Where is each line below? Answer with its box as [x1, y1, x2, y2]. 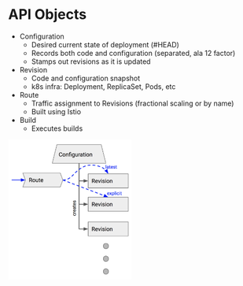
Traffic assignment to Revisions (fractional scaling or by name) [31, 98, 234, 108]
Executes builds [31, 124, 83, 133]
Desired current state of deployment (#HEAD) [31, 39, 179, 49]
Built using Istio [31, 106, 81, 116]
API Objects [8, 6, 87, 24]
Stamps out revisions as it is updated [31, 57, 151, 66]
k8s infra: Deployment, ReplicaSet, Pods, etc [31, 81, 176, 91]
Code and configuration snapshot [31, 73, 141, 83]
